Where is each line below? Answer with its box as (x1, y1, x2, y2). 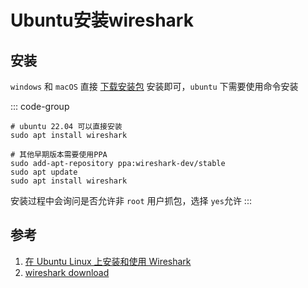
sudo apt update (10, 167, 78, 177)
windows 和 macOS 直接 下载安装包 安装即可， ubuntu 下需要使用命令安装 (10, 81, 299, 92)
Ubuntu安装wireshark (10, 9, 194, 32)
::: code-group (10, 101, 70, 112)
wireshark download (24, 266, 110, 278)
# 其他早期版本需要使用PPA (10, 150, 108, 160)
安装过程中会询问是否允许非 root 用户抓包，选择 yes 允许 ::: (10, 195, 252, 206)
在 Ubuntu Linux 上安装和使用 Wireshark (24, 255, 192, 267)
